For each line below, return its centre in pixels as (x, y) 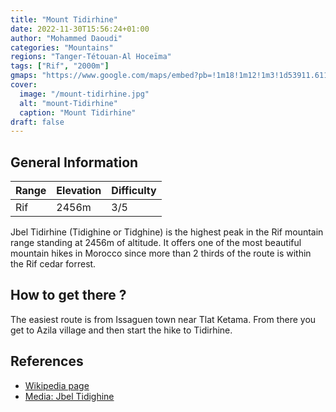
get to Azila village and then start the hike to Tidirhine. (121, 330)
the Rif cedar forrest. (53, 264)
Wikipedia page (57, 385)
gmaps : (24, 76)
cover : (24, 85)
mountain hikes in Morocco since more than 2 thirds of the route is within (161, 253)
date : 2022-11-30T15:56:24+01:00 (80, 29)
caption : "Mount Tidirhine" (78, 112)
